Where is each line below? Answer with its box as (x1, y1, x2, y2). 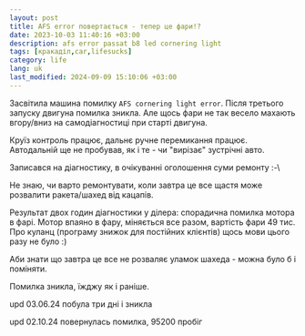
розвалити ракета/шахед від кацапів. (9, 188, 154, 200)
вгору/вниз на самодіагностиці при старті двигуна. (9, 117, 208, 127)
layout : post (9, 13, 59, 23)
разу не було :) (9, 236, 67, 247)
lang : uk (9, 65, 43, 74)
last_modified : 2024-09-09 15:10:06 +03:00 (9, 73, 178, 82)
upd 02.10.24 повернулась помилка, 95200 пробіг (9, 316, 203, 327)
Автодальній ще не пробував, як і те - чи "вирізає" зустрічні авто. (9, 144, 265, 155)
